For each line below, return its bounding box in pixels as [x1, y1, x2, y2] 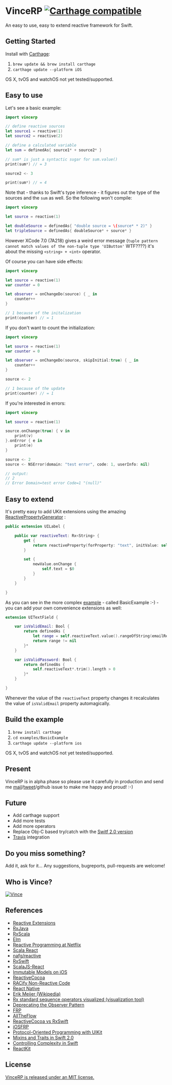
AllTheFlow [12, 1012, 37, 1019]
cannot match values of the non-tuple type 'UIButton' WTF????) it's [5, 243, 155, 249]
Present [5, 765, 31, 773]
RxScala [12, 931, 30, 937]
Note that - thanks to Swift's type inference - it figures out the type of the [5, 189, 160, 195]
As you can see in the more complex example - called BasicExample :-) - [5, 599, 159, 605]
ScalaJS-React [12, 963, 45, 969]
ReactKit [12, 1045, 31, 1052]
